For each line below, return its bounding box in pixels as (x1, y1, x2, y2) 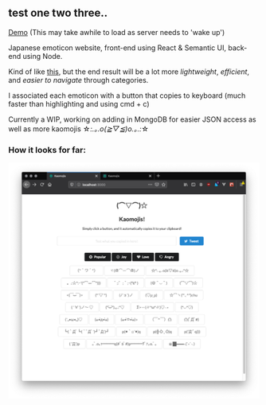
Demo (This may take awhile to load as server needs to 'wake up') (8, 27, 225, 37)
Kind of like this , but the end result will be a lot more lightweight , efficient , (8, 67, 249, 76)
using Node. (22, 51, 63, 60)
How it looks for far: (8, 144, 86, 155)
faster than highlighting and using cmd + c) (8, 99, 150, 108)
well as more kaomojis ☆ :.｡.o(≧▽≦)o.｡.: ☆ (8, 123, 149, 134)
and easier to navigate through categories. (8, 75, 149, 84)
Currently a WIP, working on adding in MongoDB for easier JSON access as (8, 115, 256, 124)
